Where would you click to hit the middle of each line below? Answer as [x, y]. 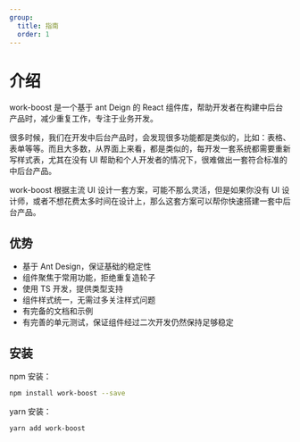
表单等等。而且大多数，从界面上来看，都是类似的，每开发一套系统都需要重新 [150, 149]
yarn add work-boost [48, 428]
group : [21, 17]
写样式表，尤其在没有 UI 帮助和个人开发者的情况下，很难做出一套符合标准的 [149, 160]
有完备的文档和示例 [58, 311]
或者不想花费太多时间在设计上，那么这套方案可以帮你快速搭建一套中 [158, 201]
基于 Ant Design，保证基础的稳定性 [87, 267]
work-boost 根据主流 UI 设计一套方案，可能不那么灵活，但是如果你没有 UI [145, 190]
